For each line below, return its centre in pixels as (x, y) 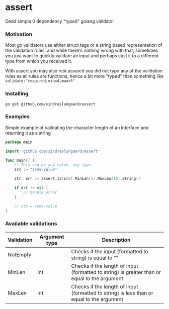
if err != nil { (31, 188)
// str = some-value (36, 206)
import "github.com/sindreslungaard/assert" (53, 151)
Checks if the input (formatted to (110, 251)
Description (116, 240)
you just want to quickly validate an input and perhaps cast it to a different (82, 56)
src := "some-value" (36, 170)
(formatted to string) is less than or (112, 293)
